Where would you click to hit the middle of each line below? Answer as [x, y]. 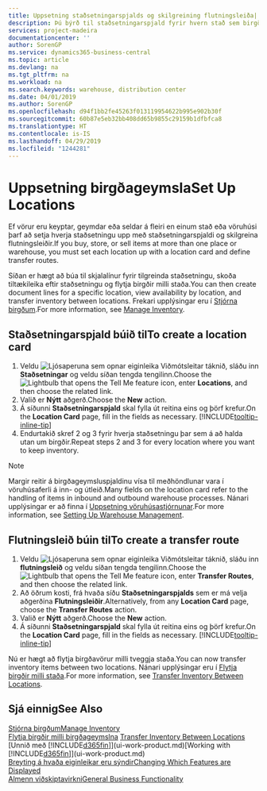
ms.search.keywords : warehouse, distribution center [97, 89]
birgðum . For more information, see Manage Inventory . [97, 310]
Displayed [25, 770]
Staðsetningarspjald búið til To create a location [128, 334]
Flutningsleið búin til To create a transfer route [124, 540]
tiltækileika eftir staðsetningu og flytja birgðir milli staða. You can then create [132, 284]
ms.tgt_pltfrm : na [39, 75]
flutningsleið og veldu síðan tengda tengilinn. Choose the [113, 567]
